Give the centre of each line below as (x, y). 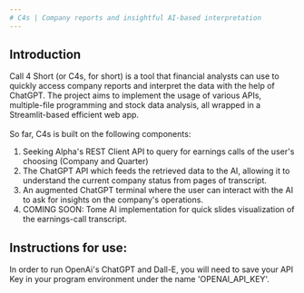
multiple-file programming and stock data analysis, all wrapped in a (135, 105)
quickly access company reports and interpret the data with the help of (142, 86)
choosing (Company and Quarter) (85, 161)
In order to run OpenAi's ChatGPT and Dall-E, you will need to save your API (151, 269)
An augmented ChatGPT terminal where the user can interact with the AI (157, 190)
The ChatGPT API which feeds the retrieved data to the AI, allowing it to (156, 171)
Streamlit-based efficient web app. (74, 115)
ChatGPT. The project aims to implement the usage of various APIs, (135, 95)
